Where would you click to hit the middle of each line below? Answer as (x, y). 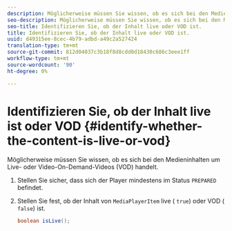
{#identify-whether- (143, 126)
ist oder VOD (44, 126)
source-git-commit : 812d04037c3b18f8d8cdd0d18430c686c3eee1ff (98, 52)
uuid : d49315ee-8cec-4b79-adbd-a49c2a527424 (72, 39)
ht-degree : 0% (28, 71)
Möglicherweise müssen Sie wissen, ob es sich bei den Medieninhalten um (114, 160)
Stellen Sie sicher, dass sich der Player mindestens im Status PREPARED (117, 181)
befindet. (30, 188)
